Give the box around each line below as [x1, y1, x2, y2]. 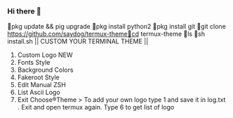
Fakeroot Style [17, 73, 60, 81]
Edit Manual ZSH [17, 81, 67, 89]
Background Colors [17, 66, 74, 74]
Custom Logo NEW [17, 51, 73, 59]
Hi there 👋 [7, 6, 42, 16]
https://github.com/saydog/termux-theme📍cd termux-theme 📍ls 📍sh [7, 29, 206, 38]
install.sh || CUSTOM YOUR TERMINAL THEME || [7, 37, 149, 46]
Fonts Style [17, 58, 51, 67]
